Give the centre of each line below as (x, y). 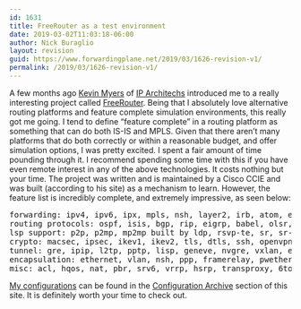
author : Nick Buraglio (52, 43)
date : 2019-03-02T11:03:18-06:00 (72, 34)
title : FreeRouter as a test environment (88, 26)
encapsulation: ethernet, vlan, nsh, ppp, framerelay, (132, 259)
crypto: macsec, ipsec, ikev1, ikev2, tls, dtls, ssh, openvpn (151, 241)
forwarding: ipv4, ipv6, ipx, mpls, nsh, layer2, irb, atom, (146, 215)
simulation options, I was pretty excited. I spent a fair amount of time (136, 150)
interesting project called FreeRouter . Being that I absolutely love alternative (149, 102)
